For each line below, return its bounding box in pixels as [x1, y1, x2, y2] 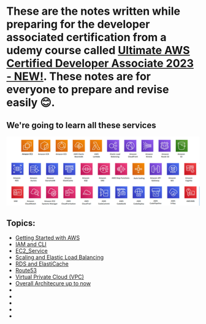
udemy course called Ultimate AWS [6, 44, 190, 58]
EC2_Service [15, 247, 48, 254]
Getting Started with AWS [15, 234, 80, 241]
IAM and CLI [15, 241, 47, 248]
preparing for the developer [6, 17, 150, 31]
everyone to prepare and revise [6, 83, 169, 96]
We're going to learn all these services [6, 120, 156, 130]
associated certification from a [6, 31, 167, 44]
